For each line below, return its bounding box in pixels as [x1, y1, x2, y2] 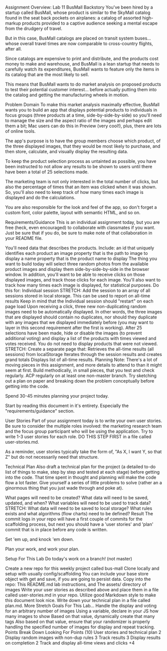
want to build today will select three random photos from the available [5, 261, 149, 267]
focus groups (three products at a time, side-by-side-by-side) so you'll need [5, 112, 162, 118]
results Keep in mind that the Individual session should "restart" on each [5, 298, 154, 304]
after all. [5, 46, 22, 52]
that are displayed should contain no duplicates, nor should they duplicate [5, 314, 157, 320]
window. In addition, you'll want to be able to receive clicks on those [5, 271, 146, 277]
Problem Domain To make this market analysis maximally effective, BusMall [5, 102, 160, 107]
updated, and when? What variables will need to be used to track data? [5, 500, 151, 506]
